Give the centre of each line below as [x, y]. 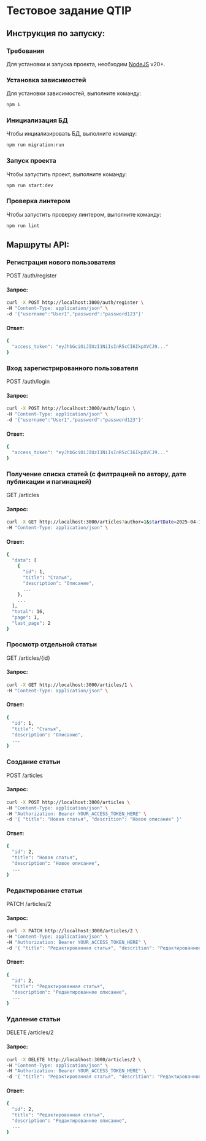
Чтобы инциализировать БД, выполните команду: [72, 134]
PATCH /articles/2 [29, 904]
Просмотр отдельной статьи [51, 644]
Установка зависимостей [46, 80]
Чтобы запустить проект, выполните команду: [67, 174]
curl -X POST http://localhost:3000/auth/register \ [75, 303]
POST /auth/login [28, 382]
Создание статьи [33, 762]
